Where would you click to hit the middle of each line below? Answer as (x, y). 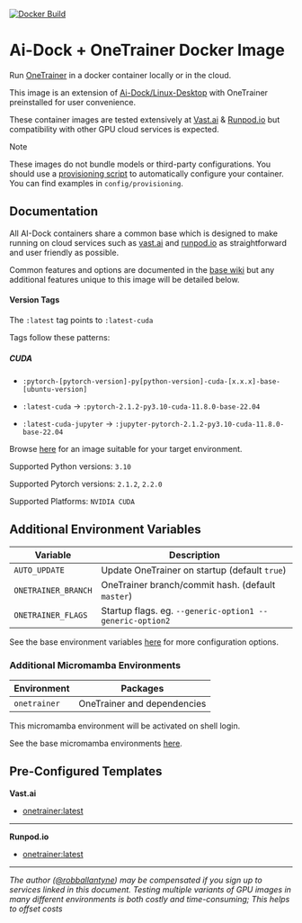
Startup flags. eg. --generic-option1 (178, 611)
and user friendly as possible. (64, 252)
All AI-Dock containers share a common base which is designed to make (144, 233)
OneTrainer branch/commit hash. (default (188, 584)
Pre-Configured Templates (86, 771)
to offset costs (36, 909)
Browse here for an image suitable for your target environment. (126, 448)
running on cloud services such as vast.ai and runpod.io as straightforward (148, 242)
